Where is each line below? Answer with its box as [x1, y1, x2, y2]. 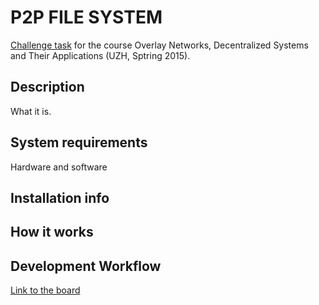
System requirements [10, 134, 148, 151]
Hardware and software [10, 161, 108, 173]
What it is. [10, 105, 52, 117]
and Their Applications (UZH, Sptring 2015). [10, 49, 191, 61]
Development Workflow [10, 257, 162, 275]
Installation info [10, 189, 110, 206]
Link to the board [10, 284, 81, 296]
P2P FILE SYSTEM [10, 6, 163, 29]
